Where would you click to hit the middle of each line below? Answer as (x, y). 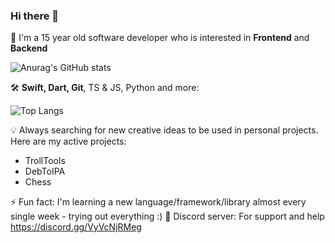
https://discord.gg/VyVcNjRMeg (76, 227)
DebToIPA (45, 171)
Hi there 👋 (35, 16)
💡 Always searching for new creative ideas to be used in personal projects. (164, 130)
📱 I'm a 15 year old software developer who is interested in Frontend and (160, 38)
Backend (29, 48)
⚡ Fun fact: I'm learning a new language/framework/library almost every (158, 202)
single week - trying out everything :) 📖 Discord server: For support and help (167, 216)
